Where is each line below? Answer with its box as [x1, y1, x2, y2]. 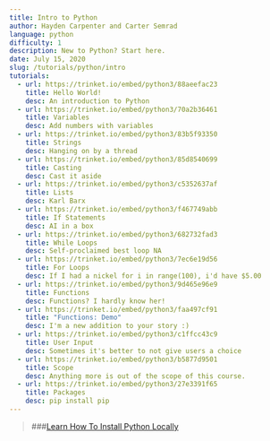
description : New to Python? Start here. [9, 47, 166, 56]
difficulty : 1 [9, 38, 63, 48]
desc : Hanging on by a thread [25, 146, 139, 155]
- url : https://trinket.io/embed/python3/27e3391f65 [17, 380, 218, 389]
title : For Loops [25, 264, 90, 272]
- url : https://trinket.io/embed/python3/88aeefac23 [17, 80, 218, 89]
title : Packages [25, 388, 87, 397]
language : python [9, 30, 74, 39]
